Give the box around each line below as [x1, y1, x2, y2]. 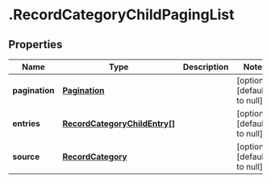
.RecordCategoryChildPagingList [8, 6, 236, 24]
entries [12, 118, 40, 129]
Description [182, 62, 229, 72]
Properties [8, 38, 63, 51]
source [12, 151, 40, 162]
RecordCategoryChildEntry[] [62, 118, 176, 129]
